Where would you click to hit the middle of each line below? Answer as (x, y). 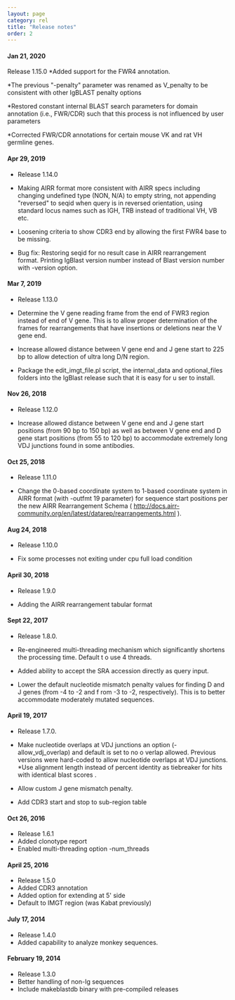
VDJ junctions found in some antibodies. (76, 446)
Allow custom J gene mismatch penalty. (75, 789)
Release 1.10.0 (38, 545)
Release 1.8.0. (37, 636)
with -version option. (47, 268)
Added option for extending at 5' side (71, 896)
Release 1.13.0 (38, 299)
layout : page (26, 14)
